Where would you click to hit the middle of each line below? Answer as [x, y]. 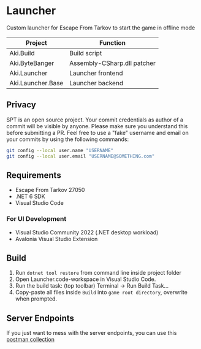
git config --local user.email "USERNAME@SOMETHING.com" [81, 156]
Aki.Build [22, 53]
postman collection [31, 339]
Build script [86, 53]
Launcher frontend [96, 73]
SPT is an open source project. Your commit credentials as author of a [95, 120]
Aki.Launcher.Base [36, 83]
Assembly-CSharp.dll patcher [113, 63]
